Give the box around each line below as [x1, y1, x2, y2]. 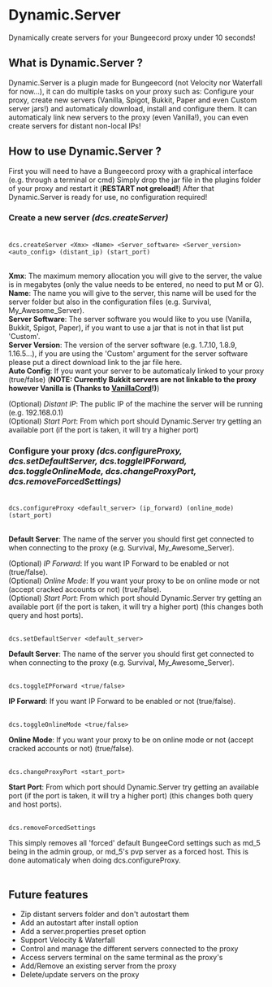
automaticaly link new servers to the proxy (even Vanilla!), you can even [8, 112, 249, 122]
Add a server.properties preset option [19, 926, 146, 936]
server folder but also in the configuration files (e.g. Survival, [8, 297, 212, 307]
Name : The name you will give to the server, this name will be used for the [8, 288, 257, 298]
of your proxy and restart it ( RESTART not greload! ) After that [8, 183, 215, 193]
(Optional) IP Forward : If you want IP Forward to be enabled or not [8, 559, 230, 568]
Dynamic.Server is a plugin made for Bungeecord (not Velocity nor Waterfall [8, 77, 262, 87]
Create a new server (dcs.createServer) [8, 212, 169, 224]
